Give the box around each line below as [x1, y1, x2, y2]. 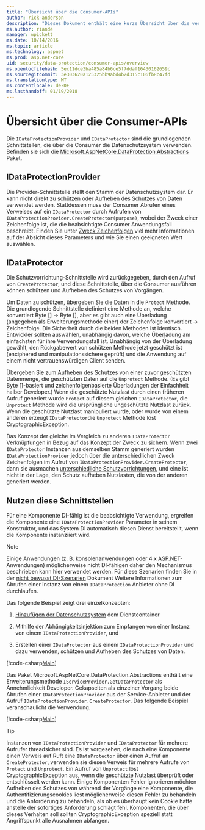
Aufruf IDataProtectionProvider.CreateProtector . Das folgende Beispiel [6, 697, 189, 705]
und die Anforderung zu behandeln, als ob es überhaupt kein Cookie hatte [6, 798, 193, 805]
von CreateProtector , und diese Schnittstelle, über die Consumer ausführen [6, 280, 197, 287]
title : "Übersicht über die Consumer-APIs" [6, 9, 119, 15]
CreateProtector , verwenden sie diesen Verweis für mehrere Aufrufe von [6, 759, 190, 766]
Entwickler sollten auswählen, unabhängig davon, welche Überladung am [6, 331, 191, 339]
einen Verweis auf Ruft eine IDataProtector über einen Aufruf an [6, 752, 169, 760]
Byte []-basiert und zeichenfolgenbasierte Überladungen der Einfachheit [6, 382, 189, 389]
